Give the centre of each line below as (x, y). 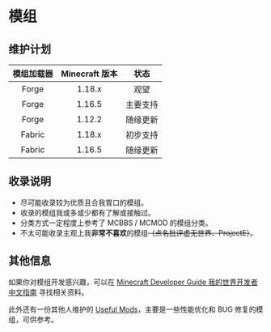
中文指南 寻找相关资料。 (49, 292)
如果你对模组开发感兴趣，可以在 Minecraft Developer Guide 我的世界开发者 (133, 282)
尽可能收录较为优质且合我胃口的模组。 (84, 202)
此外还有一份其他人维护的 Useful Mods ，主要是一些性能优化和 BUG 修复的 (132, 309)
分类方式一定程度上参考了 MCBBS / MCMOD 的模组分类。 (116, 223)
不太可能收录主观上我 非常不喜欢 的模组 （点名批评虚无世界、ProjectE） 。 (138, 232)
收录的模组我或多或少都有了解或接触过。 (87, 212)
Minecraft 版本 (89, 74)
